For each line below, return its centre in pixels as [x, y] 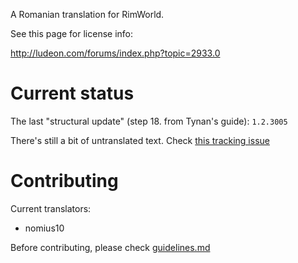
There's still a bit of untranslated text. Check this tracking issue [140, 140]
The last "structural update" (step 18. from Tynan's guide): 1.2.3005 [149, 121]
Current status [72, 93]
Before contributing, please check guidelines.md [110, 247]
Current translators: [51, 208]
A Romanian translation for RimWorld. [87, 14]
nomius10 [44, 228]
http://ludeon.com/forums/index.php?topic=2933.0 [115, 53]
